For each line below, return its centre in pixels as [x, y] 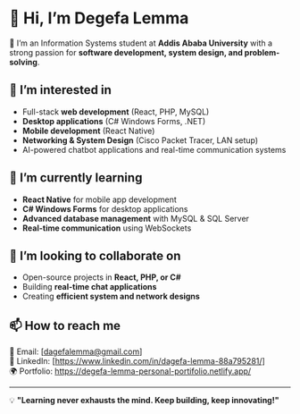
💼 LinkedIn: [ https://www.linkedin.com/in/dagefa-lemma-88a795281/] [137, 361]
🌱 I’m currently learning [76, 178]
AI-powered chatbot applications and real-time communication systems [154, 149]
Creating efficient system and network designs [111, 296]
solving [24, 62]
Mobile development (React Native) [88, 131]
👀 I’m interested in [60, 90]
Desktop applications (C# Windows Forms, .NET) [114, 121]
